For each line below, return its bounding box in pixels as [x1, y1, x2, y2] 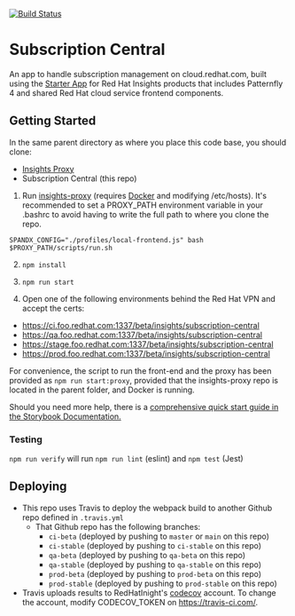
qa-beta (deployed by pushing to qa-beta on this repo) [48, 549, 246, 560]
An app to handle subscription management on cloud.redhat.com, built [9, 68, 268, 79]
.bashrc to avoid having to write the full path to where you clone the [21, 209, 269, 219]
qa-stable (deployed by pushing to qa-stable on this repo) [48, 559, 262, 570]
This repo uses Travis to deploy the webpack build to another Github [21, 502, 273, 513]
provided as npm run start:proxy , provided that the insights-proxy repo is [9, 375, 279, 385]
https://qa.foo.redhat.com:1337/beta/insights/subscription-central [21, 329, 263, 340]
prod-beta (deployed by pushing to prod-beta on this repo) [48, 568, 262, 579]
